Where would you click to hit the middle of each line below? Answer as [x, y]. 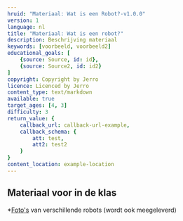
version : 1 [23, 20]
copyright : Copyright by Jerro [53, 79]
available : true [31, 99]
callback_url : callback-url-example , [75, 125]
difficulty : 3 [28, 112]
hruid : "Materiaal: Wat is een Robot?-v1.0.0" [76, 14]
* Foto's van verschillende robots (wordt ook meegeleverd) [92, 210]
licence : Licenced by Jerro [48, 86]
